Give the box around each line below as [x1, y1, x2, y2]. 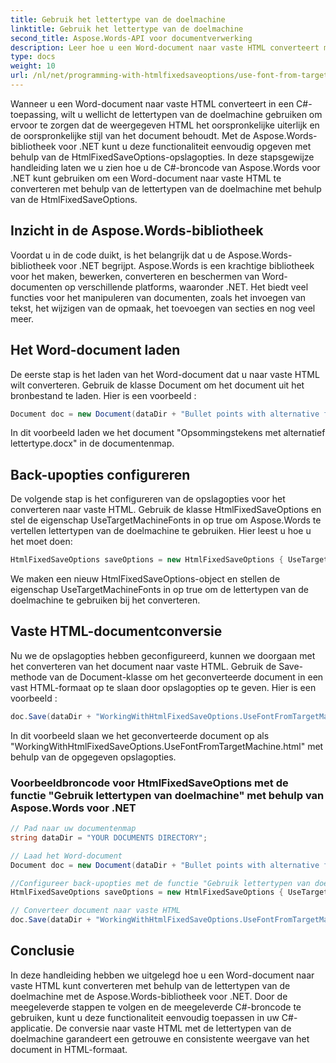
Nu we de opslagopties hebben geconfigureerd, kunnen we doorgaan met [10, 649, 316, 661]
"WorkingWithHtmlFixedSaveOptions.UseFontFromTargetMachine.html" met [10, 740, 324, 752]
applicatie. [10, 1022, 53, 1034]
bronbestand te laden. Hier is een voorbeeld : [10, 389, 197, 401]
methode [10, 671, 48, 683]
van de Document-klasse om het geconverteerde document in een [49, 671, 324, 683]
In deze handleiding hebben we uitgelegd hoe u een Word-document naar [10, 969, 315, 981]
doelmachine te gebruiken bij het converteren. [10, 594, 201, 606]
